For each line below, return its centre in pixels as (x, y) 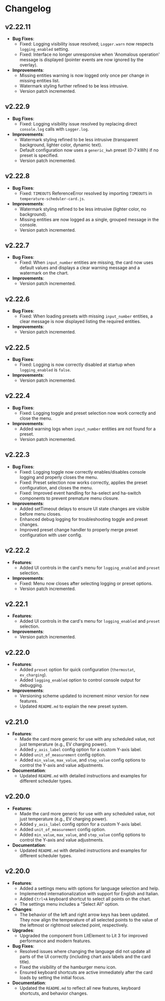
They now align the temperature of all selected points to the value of (89, 920)
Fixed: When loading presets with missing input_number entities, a (86, 316)
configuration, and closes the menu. (56, 487)
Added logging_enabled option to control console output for (80, 680)
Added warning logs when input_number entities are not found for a (88, 429)
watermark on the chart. (44, 273)
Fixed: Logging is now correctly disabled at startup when (77, 365)
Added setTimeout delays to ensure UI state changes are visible (84, 509)
